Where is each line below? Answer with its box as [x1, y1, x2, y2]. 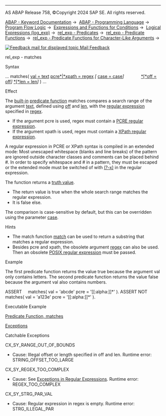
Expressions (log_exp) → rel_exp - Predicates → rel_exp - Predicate [5, 30, 145, 35]
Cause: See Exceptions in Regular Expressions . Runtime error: [12, 376, 139, 382]
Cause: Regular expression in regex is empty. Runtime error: [12, 401, 135, 407]
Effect [5, 88, 17, 94]
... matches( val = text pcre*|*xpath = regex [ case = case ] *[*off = [5, 73, 157, 79]
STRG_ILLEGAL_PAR [12, 406, 54, 412]
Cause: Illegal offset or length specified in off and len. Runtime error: [12, 352, 152, 357]
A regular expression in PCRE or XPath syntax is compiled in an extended [5, 143, 154, 149]
